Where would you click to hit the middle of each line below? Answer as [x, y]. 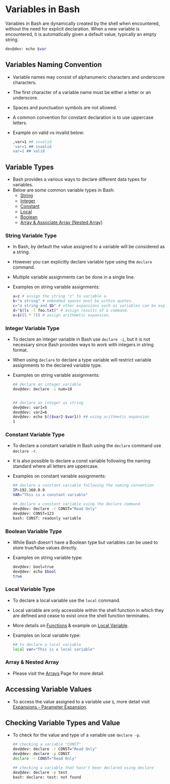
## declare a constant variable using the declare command [76, 504]
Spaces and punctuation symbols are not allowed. [65, 107]
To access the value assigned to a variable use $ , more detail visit [81, 701]
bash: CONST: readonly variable [47, 518]
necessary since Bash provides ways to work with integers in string [83, 345]
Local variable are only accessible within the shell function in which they [88, 610]
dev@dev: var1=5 [30, 407]
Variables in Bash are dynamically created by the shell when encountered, [82, 23]
